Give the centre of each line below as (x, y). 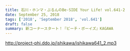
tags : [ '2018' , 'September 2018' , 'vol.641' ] (53, 19)
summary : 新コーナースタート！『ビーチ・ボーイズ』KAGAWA (59, 29)
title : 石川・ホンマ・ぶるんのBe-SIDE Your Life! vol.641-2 (65, 10)
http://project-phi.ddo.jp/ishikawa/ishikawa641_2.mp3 (61, 43)
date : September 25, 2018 (32, 15)
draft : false (19, 24)
